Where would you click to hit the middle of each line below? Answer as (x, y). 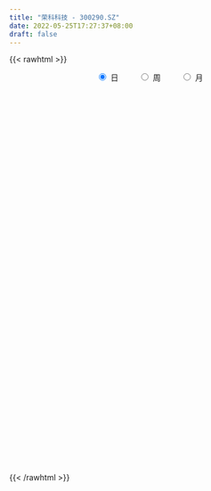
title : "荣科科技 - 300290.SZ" (65, 17)
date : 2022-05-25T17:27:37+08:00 (71, 26)
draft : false (33, 34)
